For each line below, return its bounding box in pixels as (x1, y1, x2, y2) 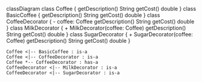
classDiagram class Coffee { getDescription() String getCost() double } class (6, 5, 197, 12)
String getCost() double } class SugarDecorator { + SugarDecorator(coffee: (6, 31, 193, 38)
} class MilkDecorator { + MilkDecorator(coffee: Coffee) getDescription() (6, 24, 186, 31)
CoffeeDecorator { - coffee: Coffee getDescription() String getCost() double (6, 18, 195, 25)
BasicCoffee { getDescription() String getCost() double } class (6, 11, 160, 19)
